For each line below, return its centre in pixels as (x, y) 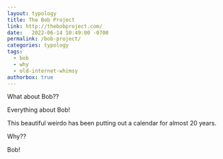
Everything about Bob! (39, 110)
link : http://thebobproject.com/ (55, 26)
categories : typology (38, 45)
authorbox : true (30, 77)
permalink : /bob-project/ (44, 39)
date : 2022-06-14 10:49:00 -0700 (58, 33)
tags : (15, 52)
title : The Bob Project (41, 20)
